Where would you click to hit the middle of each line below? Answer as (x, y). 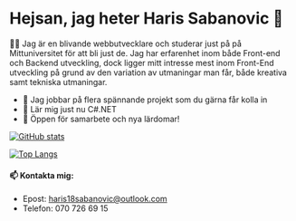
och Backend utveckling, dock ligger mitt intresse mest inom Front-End (142, 62)
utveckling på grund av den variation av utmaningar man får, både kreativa (148, 72)
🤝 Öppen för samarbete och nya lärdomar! (101, 119)
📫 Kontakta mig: (42, 175)
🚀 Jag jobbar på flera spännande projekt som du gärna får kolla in (145, 100)
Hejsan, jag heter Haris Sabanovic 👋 (146, 19)
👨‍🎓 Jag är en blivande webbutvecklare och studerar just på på (126, 43)
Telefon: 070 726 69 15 (65, 208)
